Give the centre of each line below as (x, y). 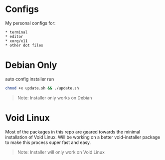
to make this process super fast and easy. (48, 142)
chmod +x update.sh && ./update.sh (42, 88)
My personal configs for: (30, 23)
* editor (14, 36)
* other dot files (24, 45)
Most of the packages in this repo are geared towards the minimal (73, 131)
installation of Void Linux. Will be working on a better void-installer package (83, 137)
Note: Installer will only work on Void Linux (61, 152)
